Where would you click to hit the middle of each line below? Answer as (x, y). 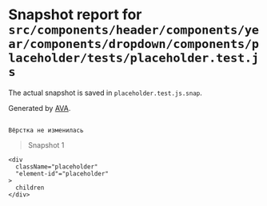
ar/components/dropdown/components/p (134, 44)
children (30, 188)
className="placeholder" (57, 167)
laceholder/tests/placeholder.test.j (134, 58)
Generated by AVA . (40, 108)
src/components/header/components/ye (134, 30)
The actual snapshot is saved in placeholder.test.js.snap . (105, 93)
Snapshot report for (75, 15)
